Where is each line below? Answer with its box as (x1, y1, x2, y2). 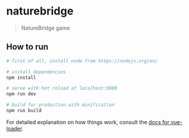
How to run (6, 42, 49, 52)
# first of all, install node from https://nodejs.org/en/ (6, 57, 158, 64)
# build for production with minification (6, 102, 115, 108)
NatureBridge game (21, 24, 71, 31)
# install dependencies (6, 68, 66, 75)
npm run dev (6, 91, 36, 97)
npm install (6, 74, 36, 80)
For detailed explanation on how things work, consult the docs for (6, 118, 170, 125)
